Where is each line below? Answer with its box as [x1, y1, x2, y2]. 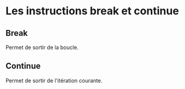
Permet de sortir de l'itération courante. [5, 76, 103, 84]
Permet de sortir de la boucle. [5, 44, 79, 51]
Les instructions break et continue [5, 4, 180, 18]
